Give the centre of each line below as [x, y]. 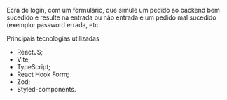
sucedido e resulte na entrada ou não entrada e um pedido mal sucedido [111, 17]
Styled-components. [46, 89]
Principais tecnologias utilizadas [53, 38]
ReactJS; [30, 52]
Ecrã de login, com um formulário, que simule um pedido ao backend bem [113, 10]
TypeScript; [33, 67]
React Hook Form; [43, 74]
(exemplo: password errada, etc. [54, 25]
